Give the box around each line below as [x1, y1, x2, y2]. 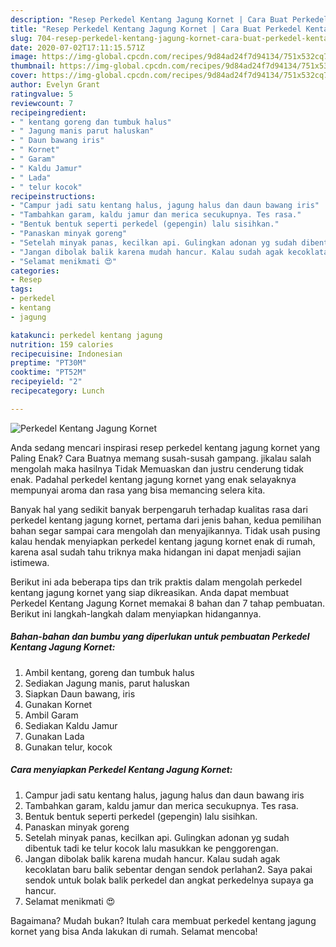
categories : [10, 266, 60, 276]
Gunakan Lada [24, 730, 85, 742]
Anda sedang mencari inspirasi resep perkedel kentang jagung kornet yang [10, 441, 321, 453]
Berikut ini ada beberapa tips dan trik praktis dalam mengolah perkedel [10, 576, 303, 588]
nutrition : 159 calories [10, 339, 114, 350]
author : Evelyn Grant [10, 80, 101, 90]
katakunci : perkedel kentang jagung [10, 330, 163, 340]
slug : [10, 33, 33, 43]
